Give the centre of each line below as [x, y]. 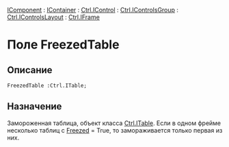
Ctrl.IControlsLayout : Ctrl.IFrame [54, 17]
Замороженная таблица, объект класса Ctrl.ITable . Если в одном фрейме [114, 123]
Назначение [35, 106]
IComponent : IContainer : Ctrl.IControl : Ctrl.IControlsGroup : [93, 10]
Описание [30, 70]
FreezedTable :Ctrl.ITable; [47, 85]
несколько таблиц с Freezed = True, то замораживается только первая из [115, 130]
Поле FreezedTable [63, 45]
